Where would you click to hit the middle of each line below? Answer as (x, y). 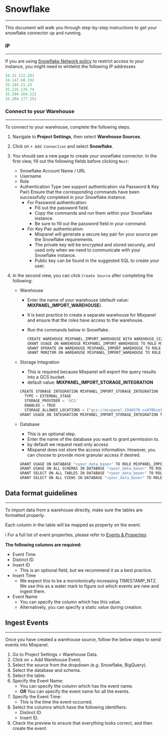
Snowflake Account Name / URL (53, 170)
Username (30, 176)
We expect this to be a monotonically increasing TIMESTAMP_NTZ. (88, 580)
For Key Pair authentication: (55, 229)
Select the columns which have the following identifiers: (70, 707)
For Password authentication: (57, 202)
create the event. (30, 728)
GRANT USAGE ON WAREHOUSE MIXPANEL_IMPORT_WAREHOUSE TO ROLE (92, 343)
